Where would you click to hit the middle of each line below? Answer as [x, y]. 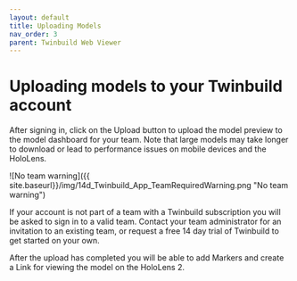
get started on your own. [54, 241]
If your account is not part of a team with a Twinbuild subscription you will [145, 212]
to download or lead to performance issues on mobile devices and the [138, 149]
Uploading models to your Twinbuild [146, 87]
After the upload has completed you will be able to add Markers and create [147, 258]
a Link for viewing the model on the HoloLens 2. [97, 268]
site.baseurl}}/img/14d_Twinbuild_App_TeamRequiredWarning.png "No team [149, 186]
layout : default [39, 17]
